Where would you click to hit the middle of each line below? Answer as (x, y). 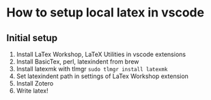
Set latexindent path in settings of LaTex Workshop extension (102, 76)
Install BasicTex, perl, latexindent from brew (78, 62)
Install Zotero (35, 83)
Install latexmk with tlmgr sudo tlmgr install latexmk (92, 69)
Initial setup (32, 38)
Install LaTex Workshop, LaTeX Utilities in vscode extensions (101, 54)
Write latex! (32, 91)
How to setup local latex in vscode (105, 13)
